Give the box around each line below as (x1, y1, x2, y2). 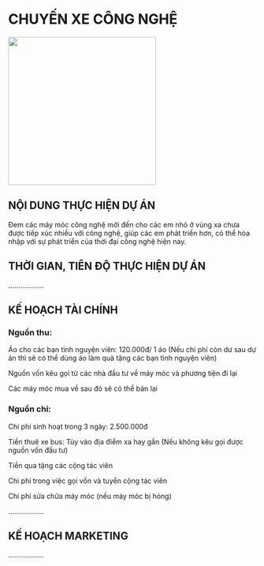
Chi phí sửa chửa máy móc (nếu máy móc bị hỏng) (8, 491, 172, 500)
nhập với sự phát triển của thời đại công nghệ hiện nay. (8, 236, 187, 246)
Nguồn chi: (8, 403, 51, 414)
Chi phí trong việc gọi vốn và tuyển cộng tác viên (8, 476, 168, 485)
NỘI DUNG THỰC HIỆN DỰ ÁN (8, 199, 156, 212)
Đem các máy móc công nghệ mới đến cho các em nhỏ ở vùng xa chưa (8, 219, 240, 229)
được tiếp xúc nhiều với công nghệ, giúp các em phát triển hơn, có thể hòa (8, 228, 251, 238)
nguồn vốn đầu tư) (8, 445, 69, 455)
